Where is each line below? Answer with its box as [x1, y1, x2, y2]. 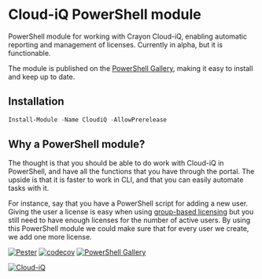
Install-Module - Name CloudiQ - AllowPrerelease [8, 116, 168, 124]
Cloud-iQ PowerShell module [8, 6, 202, 24]
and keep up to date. [8, 72, 76, 81]
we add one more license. [8, 232, 92, 242]
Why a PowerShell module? [8, 138, 146, 151]
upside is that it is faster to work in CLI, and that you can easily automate [8, 175, 244, 184]
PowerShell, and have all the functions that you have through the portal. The [8, 167, 255, 177]
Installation [8, 95, 65, 108]
